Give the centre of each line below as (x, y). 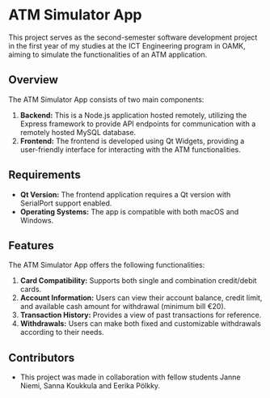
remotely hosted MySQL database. (78, 132)
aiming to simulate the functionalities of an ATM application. (108, 54)
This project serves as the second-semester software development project (133, 37)
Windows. (37, 220)
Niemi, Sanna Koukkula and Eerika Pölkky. (90, 386)
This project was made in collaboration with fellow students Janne (130, 377)
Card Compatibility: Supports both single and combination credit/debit (138, 281)
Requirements (44, 175)
